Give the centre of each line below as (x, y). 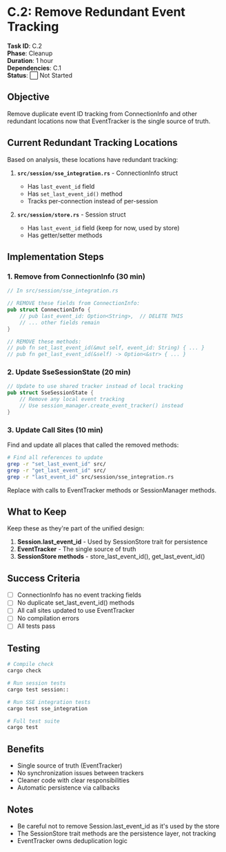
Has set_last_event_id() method (75, 194)
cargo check (24, 671)
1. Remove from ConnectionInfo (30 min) (76, 276)
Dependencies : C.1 (34, 68)
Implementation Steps (56, 257)
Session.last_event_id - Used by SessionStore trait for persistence (112, 542)
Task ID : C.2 (25, 46)
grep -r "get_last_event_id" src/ (57, 470)
